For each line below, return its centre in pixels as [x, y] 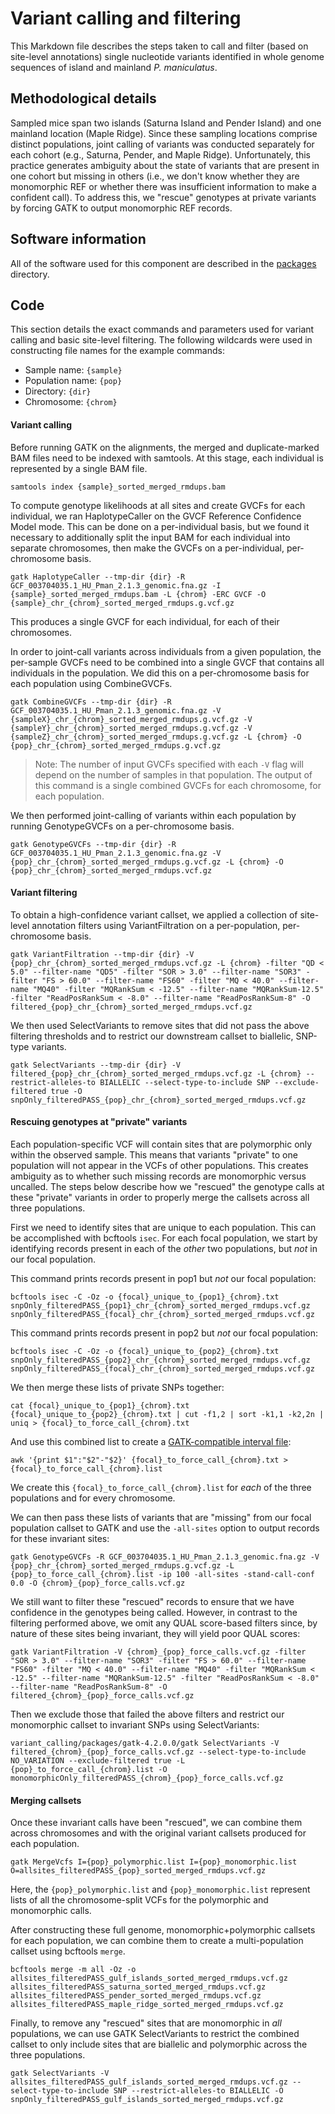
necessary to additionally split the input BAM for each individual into [150, 537]
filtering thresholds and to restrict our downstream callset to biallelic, [152, 1036]
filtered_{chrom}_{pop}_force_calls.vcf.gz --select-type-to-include [158, 1752]
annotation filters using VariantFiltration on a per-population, [156, 925]
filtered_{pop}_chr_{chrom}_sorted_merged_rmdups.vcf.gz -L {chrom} [156, 1073]
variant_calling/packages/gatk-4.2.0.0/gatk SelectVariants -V [145, 1743]
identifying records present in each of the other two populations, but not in [164, 1248]
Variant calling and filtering [126, 18]
